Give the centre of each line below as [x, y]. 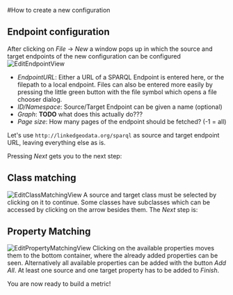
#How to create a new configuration [59, 10]
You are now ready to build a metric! [59, 284]
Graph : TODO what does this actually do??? [80, 114]
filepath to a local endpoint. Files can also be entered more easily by [115, 84]
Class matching [42, 178]
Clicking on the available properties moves [153, 248]
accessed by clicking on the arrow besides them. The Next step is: [103, 209]
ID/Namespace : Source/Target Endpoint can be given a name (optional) [120, 107]
